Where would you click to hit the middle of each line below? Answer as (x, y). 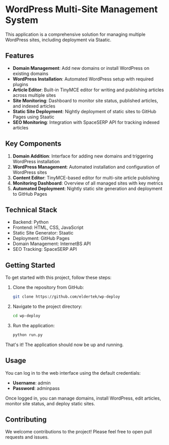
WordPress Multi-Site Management (81, 9)
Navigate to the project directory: (47, 306)
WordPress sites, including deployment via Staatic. (59, 40)
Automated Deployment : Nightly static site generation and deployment (87, 188)
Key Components (33, 144)
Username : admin (32, 383)
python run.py (27, 335)
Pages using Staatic (33, 117)
